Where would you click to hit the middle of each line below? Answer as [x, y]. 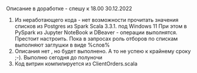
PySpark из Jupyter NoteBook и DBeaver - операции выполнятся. [96, 32]
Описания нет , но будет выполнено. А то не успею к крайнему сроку [103, 51]
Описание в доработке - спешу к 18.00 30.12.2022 [69, 9]
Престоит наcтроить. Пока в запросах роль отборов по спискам [96, 39]
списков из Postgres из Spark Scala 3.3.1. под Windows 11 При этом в [101, 26]
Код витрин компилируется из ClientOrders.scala [76, 64]
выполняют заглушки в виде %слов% [62, 45]
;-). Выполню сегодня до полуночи [58, 57]
